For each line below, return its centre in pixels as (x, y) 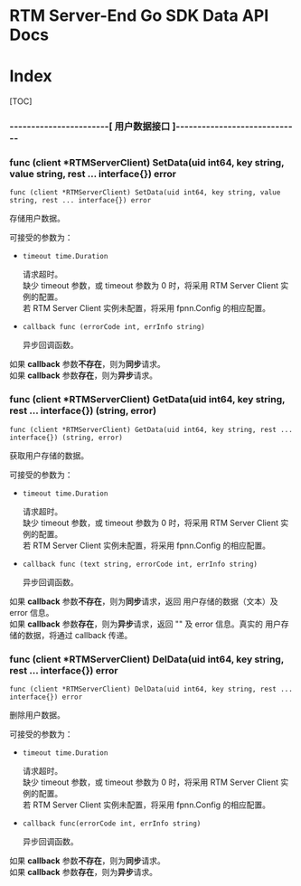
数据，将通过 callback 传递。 (79, 635)
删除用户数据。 (37, 714)
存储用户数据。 (37, 219)
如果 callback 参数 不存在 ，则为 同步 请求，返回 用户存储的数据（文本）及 (144, 601)
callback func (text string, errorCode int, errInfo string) (140, 564)
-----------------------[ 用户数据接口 (90, 127)
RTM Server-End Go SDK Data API (139, 16)
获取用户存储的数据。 (49, 455)
